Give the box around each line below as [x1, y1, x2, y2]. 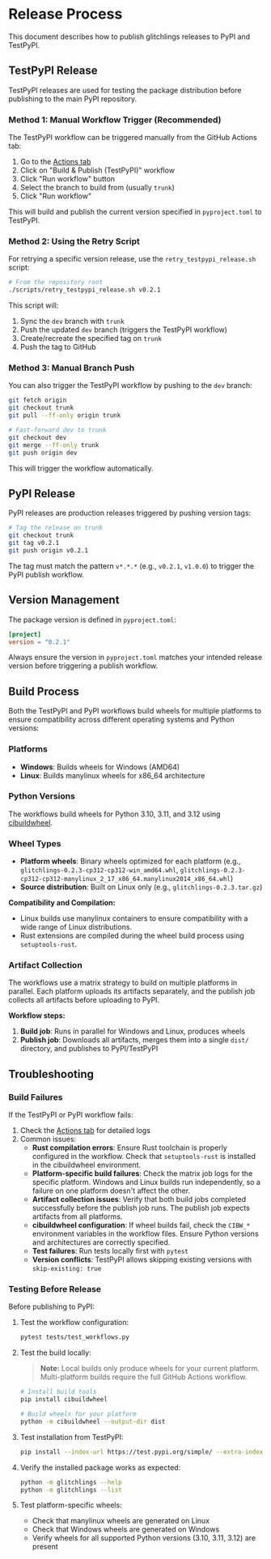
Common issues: [19, 1135, 77, 1144]
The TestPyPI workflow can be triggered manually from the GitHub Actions [8, 133, 257, 143]
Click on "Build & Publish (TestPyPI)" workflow [19, 165, 176, 175]
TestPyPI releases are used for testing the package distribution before [8, 85, 242, 95]
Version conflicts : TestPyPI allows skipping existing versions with [32, 1254, 252, 1264]
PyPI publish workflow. [8, 569, 85, 579]
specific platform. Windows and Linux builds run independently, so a [32, 1178, 261, 1187]
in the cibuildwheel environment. [32, 1160, 142, 1170]
